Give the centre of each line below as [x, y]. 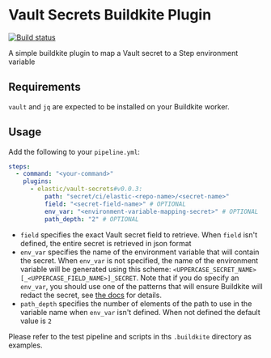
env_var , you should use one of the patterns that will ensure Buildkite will [141, 286]
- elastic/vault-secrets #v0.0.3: [86, 189]
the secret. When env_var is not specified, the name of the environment [139, 260]
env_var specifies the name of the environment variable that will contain [140, 252]
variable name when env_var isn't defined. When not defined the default [140, 312]
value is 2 [36, 321]
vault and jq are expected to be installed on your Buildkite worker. [119, 106]
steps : [19, 166]
